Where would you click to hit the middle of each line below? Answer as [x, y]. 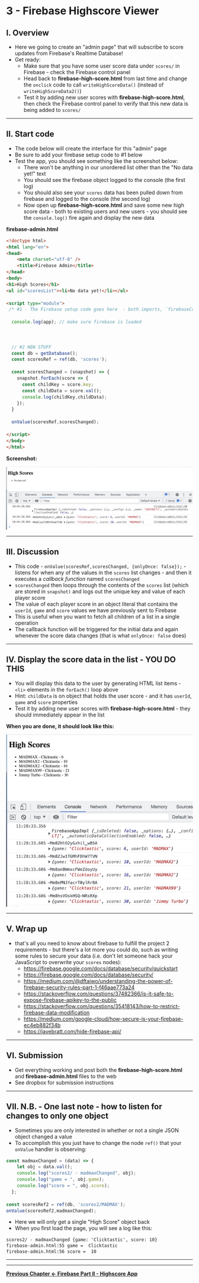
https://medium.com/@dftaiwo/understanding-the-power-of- [98, 981]
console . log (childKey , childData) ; [65, 397]
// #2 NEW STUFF [31, 347]
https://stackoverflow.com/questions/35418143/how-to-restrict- [102, 1006]
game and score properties [46, 702]
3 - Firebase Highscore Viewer [83, 11]
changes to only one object [57, 1116]
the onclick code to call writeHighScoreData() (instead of [94, 85]
